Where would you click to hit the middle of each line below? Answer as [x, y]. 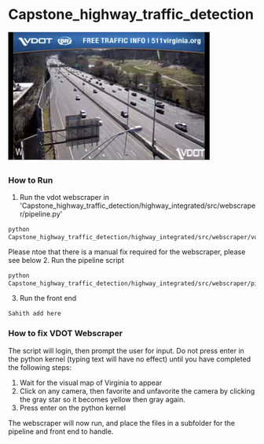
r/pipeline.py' [41, 214]
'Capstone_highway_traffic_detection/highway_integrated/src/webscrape [137, 205]
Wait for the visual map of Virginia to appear [91, 383]
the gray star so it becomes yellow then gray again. [103, 399]
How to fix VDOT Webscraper [66, 334]
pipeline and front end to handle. [61, 431]
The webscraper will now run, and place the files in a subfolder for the [122, 423]
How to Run [31, 180]
